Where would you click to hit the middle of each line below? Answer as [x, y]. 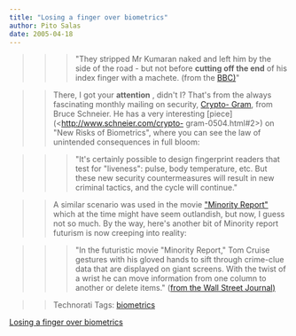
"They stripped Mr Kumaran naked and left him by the [173, 59]
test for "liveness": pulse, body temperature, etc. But [171, 168]
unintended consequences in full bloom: [126, 142]
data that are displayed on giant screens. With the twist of [180, 269]
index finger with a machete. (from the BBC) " [157, 78]
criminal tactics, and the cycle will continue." [156, 188]
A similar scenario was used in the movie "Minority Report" [160, 205]
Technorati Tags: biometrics [104, 305]
